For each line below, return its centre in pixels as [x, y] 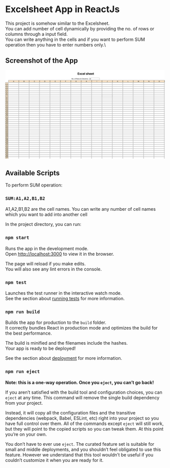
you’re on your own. [26, 434]
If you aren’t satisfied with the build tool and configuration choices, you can [84, 392]
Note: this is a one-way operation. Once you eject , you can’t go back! [80, 382]
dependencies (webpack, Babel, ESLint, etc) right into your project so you [82, 418]
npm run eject [23, 372]
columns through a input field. [36, 34]
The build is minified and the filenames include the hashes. [67, 343]
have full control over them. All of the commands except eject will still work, [84, 424]
